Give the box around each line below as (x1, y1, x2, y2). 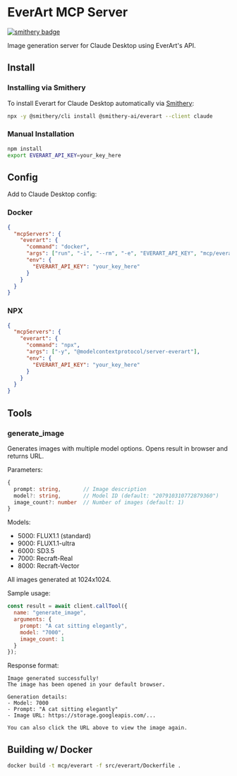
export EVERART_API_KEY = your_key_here (7, 152, 121, 159)
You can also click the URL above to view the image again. (7, 725, 188, 732)
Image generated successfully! (7, 675, 99, 682)
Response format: (7, 661, 59, 670)
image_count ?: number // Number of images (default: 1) (13, 499, 185, 506)
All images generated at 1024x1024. (7, 576, 111, 584)
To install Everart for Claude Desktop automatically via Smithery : (7, 99, 195, 107)
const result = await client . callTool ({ (7, 602, 128, 610)
